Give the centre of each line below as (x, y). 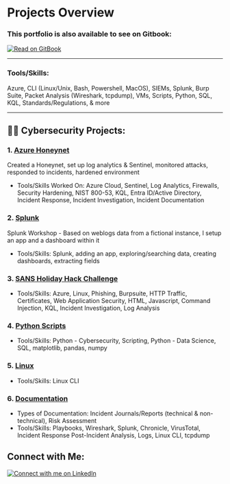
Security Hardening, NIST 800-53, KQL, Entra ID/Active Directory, (109, 193)
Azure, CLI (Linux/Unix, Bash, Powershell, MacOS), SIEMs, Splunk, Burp (108, 88)
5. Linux (21, 366)
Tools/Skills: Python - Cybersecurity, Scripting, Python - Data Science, (116, 341)
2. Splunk (23, 218)
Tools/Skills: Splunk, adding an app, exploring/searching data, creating (117, 253)
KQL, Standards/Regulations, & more (59, 102)
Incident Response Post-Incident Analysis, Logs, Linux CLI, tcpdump (113, 435)
